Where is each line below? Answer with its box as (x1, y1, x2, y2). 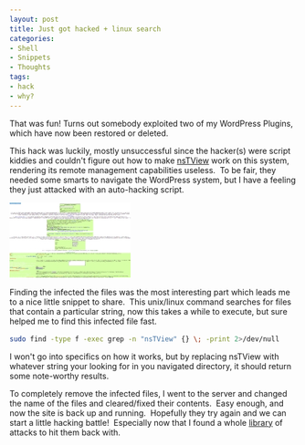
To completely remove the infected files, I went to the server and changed (9, 388, 288, 398)
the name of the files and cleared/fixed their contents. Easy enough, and (9, 398, 284, 409)
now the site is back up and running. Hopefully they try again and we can (9, 407, 287, 419)
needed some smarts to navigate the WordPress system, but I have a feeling (9, 174, 297, 185)
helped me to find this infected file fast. (9, 316, 157, 326)
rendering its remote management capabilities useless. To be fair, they (9, 164, 277, 175)
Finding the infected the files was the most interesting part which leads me (9, 286, 290, 297)
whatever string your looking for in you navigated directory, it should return (9, 360, 292, 371)
